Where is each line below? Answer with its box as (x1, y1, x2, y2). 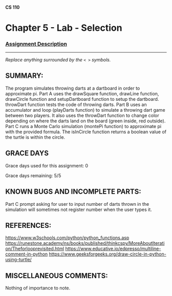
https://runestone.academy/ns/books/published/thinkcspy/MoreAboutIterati (5, 240, 165, 246)
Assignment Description (5, 40, 68, 47)
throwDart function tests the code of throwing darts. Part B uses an (5, 101, 147, 108)
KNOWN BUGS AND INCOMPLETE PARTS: (5, 187, 142, 196)
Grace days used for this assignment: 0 (5, 162, 89, 168)
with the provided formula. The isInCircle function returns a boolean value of (5, 129, 167, 135)
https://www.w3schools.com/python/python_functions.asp (5, 235, 130, 241)
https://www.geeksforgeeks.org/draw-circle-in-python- (49, 251, 166, 257)
